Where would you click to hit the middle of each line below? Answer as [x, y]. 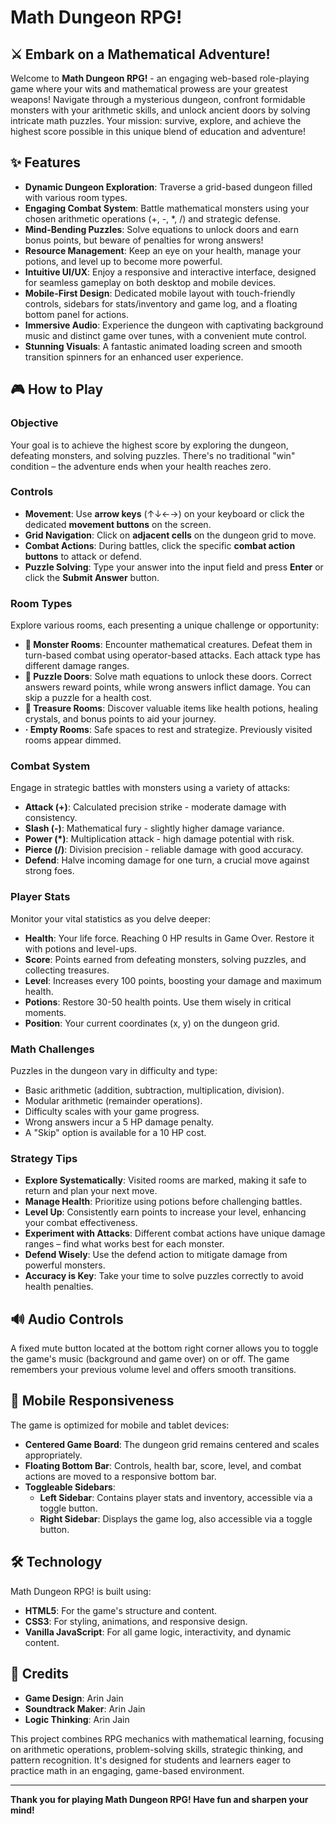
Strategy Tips [44, 1158]
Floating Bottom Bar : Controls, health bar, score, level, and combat [163, 1465]
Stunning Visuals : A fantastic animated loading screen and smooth [163, 346]
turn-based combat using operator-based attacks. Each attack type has [172, 655]
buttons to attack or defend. [83, 556]
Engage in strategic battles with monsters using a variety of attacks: [150, 788]
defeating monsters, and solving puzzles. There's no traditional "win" [153, 455]
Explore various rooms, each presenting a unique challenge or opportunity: [165, 625]
